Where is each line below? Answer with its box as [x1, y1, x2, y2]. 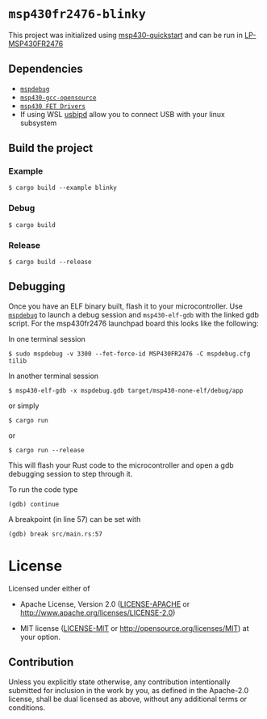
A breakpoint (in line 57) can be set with [8, 514, 141, 523]
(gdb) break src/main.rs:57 [8, 530, 103, 538]
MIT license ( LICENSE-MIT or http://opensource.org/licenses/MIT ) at [19, 623, 249, 633]
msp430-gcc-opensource [19, 94, 97, 102]
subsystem [19, 118, 57, 128]
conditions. [8, 702, 46, 713]
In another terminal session [8, 371, 99, 381]
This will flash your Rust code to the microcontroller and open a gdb [8, 460, 234, 470]
